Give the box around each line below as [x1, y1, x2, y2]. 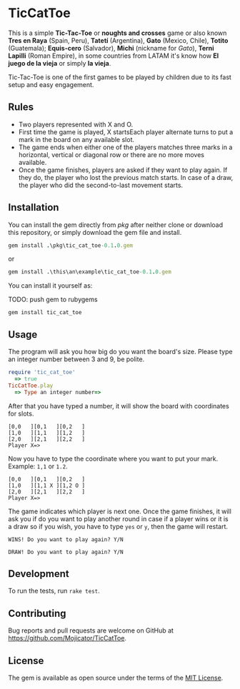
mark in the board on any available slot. [18, 135, 135, 144]
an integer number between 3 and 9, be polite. [8, 355, 145, 363]
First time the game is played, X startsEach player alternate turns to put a [18, 127, 234, 136]
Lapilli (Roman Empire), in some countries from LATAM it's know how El [8, 51, 219, 60]
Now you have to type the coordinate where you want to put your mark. [8, 454, 219, 463]
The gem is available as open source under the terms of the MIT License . [8, 673, 224, 683]
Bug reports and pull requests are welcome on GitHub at [8, 626, 174, 635]
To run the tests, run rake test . [8, 587, 101, 595]
